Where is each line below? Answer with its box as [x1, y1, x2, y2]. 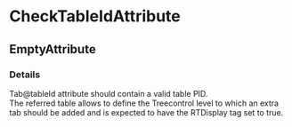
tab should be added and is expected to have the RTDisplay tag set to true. [9, 107, 284, 117]
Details [9, 68, 41, 81]
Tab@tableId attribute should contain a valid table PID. [9, 88, 208, 99]
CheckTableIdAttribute [9, 6, 181, 27]
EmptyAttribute [9, 42, 96, 57]
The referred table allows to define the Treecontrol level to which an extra [9, 98, 279, 108]
